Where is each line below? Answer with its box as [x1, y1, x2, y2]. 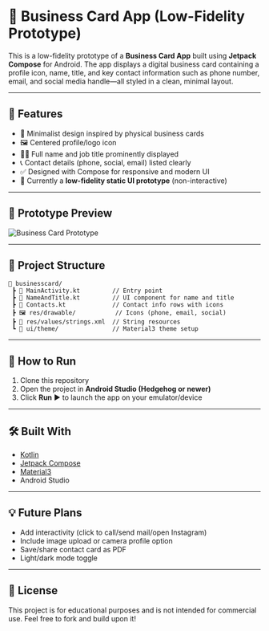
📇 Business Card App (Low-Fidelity [8, 7, 246, 26]
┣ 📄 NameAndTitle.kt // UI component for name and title [11, 294, 235, 302]
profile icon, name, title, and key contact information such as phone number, [8, 67, 260, 77]
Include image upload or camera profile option [19, 535, 174, 545]
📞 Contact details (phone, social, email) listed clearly [19, 157, 191, 167]
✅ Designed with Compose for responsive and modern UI [19, 166, 210, 176]
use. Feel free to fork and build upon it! [8, 613, 136, 623]
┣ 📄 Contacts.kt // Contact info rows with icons [11, 301, 224, 309]
